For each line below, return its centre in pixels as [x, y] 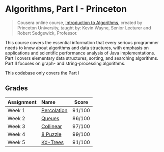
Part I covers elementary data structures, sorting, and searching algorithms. [82, 58]
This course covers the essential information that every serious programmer [82, 42]
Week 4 [16, 134]
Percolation [55, 110]
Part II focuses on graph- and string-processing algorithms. [65, 63]
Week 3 [16, 126]
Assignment [22, 102]
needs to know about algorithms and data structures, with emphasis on [77, 48]
